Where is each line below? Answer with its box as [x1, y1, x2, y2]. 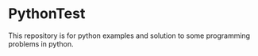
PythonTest [8, 5, 86, 23]
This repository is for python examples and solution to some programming [8, 31, 251, 40]
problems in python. [8, 39, 74, 48]
